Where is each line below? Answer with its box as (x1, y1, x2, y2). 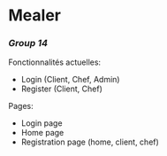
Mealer (8, 5, 61, 26)
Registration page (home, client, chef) (20, 136, 160, 147)
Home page (20, 128, 65, 138)
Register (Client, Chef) (20, 83, 102, 94)
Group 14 (8, 37, 49, 50)
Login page (20, 118, 63, 129)
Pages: (8, 101, 34, 112)
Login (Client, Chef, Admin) (20, 74, 120, 85)
